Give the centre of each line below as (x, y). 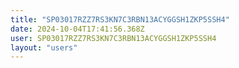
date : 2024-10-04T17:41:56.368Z (77, 29)
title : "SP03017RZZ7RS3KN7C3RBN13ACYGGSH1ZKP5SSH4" (120, 19)
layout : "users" (44, 47)
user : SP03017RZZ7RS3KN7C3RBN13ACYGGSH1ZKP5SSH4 (113, 38)
